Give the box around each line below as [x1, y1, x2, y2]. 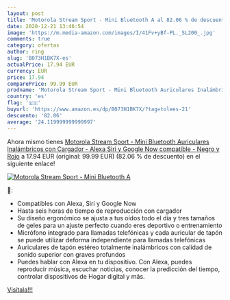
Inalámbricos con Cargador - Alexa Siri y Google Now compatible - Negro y [7, 145, 220, 153]
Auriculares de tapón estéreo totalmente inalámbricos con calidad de [16, 243, 212, 251]
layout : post [7, 10, 44, 17]
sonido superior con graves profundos [16, 250, 126, 258]
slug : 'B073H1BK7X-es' [7, 55, 72, 62]
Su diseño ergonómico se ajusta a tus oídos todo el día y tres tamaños [16, 214, 216, 222]
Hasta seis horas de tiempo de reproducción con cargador [16, 207, 183, 215]
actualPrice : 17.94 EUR [7, 61, 75, 68]
